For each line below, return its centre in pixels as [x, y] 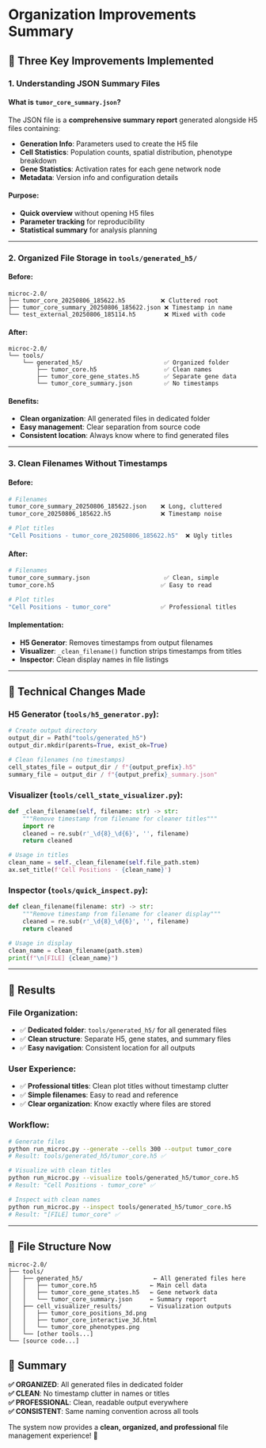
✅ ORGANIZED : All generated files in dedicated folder [96, 1385]
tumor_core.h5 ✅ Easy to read [110, 585]
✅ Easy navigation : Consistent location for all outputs [107, 1048]
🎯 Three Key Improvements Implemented [111, 61]
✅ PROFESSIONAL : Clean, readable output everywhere [98, 1403]
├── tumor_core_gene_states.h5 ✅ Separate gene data [137, 377]
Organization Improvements [102, 15]
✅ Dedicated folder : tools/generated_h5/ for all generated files [123, 1030]
